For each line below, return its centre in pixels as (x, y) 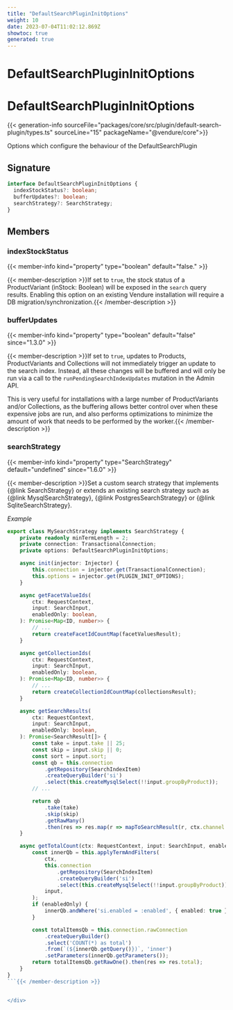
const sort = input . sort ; (70, 756)
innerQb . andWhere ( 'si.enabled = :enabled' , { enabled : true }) (137, 911)
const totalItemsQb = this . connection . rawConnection (110, 930)
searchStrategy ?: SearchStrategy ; (63, 203)
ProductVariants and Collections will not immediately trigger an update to (112, 363)
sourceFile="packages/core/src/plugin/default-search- (143, 125)
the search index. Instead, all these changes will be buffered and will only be (116, 371)
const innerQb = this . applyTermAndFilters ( (96, 853)
